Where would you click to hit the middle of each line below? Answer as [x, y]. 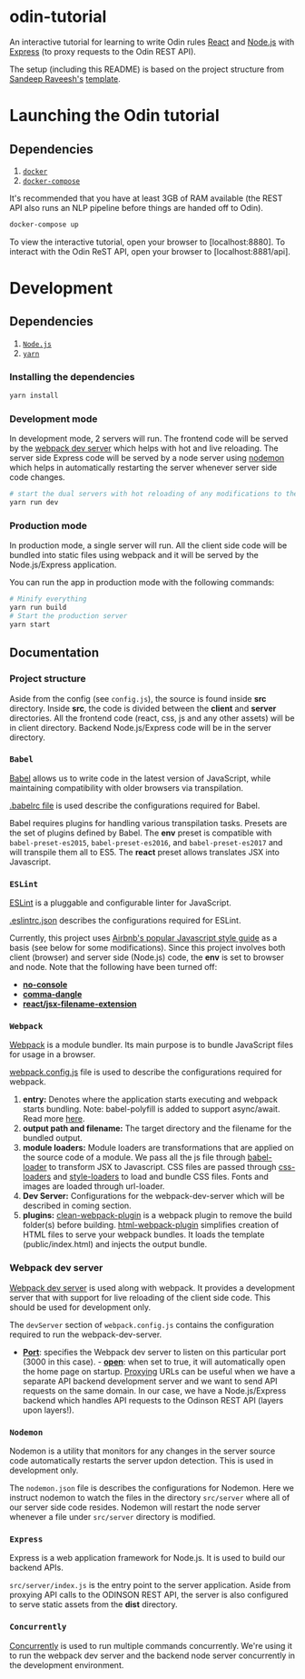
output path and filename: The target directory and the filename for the [157, 1128]
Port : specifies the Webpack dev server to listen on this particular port [154, 1352]
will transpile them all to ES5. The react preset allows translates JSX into [144, 852]
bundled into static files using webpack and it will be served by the [134, 555]
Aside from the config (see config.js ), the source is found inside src [138, 698]
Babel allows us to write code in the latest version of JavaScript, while [140, 778]
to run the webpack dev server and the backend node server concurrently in [152, 1655]
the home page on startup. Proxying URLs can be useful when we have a [159, 1371]
